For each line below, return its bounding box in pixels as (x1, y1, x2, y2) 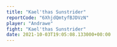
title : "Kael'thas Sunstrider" (6, 9, 86, 15)
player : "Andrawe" (6, 20, 53, 26)
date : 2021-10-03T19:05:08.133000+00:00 (6, 32, 111, 38)
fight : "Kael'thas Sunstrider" (6, 26, 86, 32)
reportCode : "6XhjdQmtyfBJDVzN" (6, 15, 89, 21)
